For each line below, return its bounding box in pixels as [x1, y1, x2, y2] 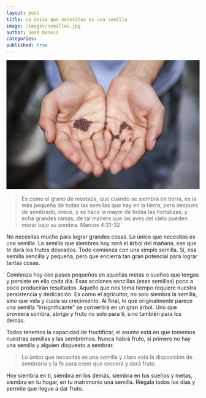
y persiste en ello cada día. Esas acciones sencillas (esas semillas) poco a [6, 278, 194, 285]
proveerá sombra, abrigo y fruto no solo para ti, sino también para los [6, 310, 182, 317]
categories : [6, 36, 37, 42]
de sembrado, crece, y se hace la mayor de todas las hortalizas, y [21, 209, 188, 215]
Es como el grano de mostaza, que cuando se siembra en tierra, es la [21, 195, 197, 202]
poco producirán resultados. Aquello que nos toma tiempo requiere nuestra [6, 284, 197, 291]
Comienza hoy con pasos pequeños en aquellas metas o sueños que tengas [6, 271, 199, 278]
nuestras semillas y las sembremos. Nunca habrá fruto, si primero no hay [6, 335, 191, 342]
